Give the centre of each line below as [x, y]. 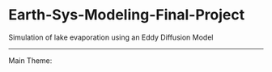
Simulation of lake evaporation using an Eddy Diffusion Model [111, 37]
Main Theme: [30, 60]
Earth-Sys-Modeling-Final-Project [127, 15]
